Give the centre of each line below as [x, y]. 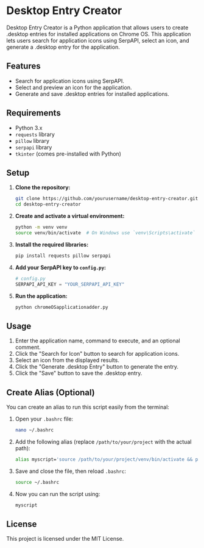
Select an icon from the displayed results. [67, 360]
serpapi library [33, 147]
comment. [28, 347]
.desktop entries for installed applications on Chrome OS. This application [99, 34]
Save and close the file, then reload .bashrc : [70, 471]
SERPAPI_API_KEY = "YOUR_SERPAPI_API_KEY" [70, 284]
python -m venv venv [41, 227]
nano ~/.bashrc [34, 430]
